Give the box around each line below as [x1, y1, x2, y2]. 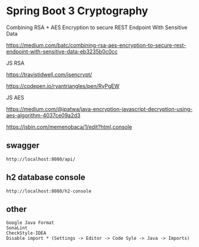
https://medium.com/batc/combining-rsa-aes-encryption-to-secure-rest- [6, 42, 187, 49]
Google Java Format [6, 220, 55, 226]
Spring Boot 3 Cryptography [6, 4, 149, 18]
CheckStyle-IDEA [6, 230, 46, 236]
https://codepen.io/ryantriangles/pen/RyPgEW [6, 82, 120, 90]
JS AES [6, 94, 24, 101]
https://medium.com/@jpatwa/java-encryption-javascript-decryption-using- [6, 105, 193, 112]
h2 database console [6, 172, 86, 182]
